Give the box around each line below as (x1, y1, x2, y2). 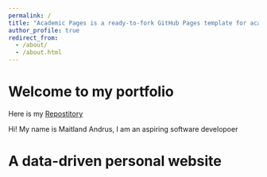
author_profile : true (8, 26, 80, 34)
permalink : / (8, 11, 52, 20)
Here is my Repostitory (8, 109, 83, 118)
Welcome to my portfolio (8, 83, 174, 101)
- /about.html (15, 48, 62, 56)
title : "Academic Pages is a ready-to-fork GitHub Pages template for (8, 19, 247, 27)
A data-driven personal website (8, 152, 222, 171)
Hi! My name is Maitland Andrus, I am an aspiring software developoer (8, 124, 238, 133)
